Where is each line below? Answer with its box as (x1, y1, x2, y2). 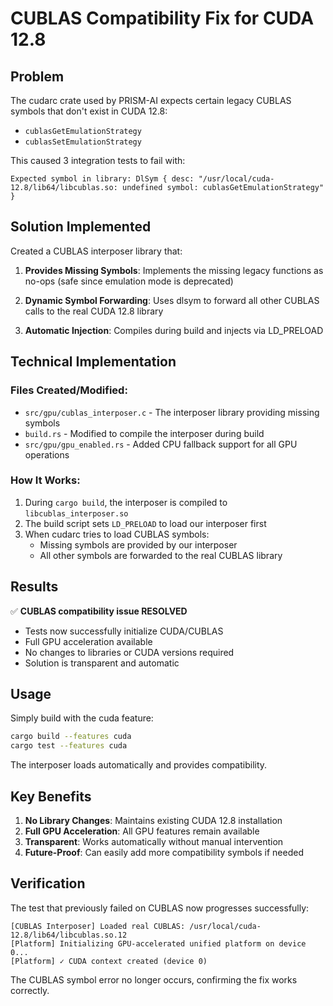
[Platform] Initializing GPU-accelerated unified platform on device (10, 938, 307, 949)
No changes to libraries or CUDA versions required (24, 646, 235, 658)
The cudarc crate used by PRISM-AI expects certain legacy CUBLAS (10, 95, 292, 106)
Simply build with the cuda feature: (10, 712, 154, 724)
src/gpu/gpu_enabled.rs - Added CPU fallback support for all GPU (24, 438, 298, 450)
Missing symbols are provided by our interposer (39, 538, 238, 551)
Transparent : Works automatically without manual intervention (24, 835, 284, 847)
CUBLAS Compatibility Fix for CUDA (10, 7, 315, 30)
